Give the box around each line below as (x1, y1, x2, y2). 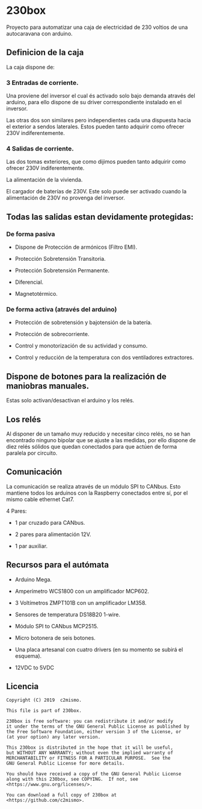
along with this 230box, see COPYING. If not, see (6, 776, 138, 782)
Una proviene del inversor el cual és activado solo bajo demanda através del (6, 92, 195, 99)
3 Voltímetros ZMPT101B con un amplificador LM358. (14, 599, 147, 606)
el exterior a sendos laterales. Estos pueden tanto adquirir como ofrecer (6, 123, 185, 130)
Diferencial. (14, 278, 44, 286)
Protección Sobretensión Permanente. (14, 267, 110, 274)
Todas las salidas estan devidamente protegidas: (6, 211, 194, 222)
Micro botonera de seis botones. (14, 634, 96, 642)
